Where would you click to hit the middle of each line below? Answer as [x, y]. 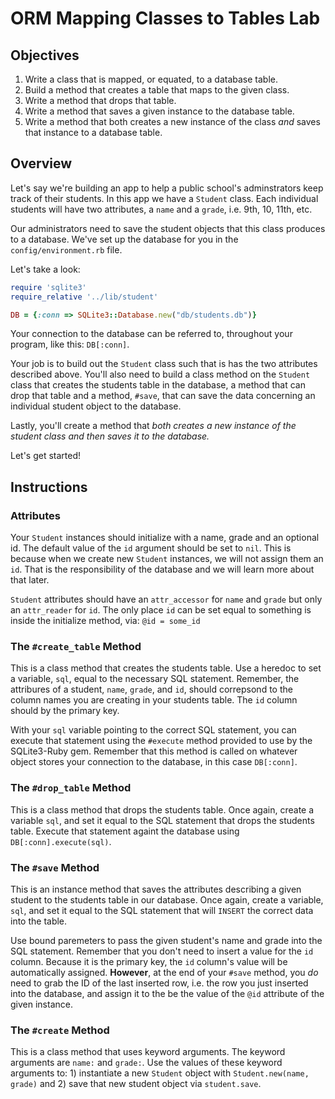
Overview [41, 163]
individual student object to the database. [96, 406]
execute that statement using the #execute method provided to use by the [161, 741]
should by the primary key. [65, 711]
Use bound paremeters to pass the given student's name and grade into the [166, 941]
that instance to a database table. [93, 132]
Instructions [49, 487]
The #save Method [55, 867]
